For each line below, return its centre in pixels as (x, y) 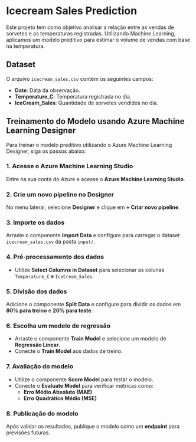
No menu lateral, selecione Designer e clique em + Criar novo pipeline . (93, 207)
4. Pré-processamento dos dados (55, 257)
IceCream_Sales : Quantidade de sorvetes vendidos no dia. (86, 103)
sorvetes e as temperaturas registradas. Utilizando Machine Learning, (91, 33)
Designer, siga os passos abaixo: (46, 151)
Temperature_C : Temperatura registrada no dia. (73, 96)
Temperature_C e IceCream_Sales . (54, 276)
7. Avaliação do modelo (40, 366)
